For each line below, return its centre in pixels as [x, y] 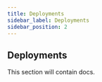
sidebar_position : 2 [38, 27]
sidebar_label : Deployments [49, 20]
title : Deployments [36, 14]
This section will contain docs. [51, 72]
